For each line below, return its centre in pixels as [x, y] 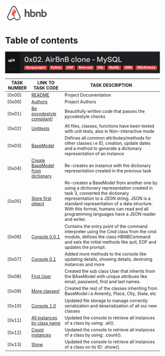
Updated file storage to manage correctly [106, 301]
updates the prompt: [85, 247]
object [38, 204]
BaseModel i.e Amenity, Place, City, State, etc [110, 294]
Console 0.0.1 [46, 237]
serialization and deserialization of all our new [111, 305]
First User [41, 276]
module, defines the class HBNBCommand [108, 237]
